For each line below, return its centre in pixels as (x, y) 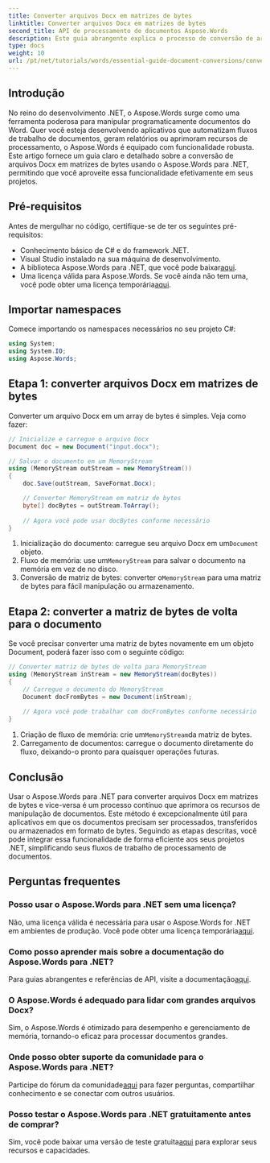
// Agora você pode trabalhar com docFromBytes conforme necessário (140, 712)
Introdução (37, 93)
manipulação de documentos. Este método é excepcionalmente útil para (128, 813)
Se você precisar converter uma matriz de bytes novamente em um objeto (131, 644)
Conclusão (36, 777)
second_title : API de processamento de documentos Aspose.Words (118, 31)
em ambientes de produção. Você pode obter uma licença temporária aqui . (131, 930)
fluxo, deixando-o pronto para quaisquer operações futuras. (119, 752)
